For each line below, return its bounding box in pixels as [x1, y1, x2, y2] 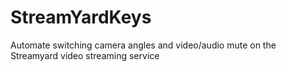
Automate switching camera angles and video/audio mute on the [10, 39, 277, 51]
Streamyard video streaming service [10, 49, 160, 61]
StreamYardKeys [10, 6, 152, 29]
